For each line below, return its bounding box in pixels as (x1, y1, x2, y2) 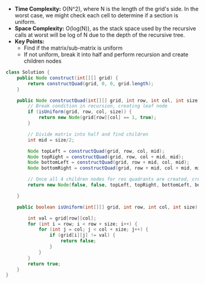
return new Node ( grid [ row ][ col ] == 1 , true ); (38, 115, 157, 121)
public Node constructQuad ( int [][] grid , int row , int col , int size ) (17, 98, 201, 104)
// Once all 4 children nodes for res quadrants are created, (28, 176, 190, 183)
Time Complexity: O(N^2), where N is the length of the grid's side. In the (14, 6, 199, 12)
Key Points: (14, 38, 45, 45)
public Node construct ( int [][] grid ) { (17, 75, 119, 81)
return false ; (60, 238, 97, 244)
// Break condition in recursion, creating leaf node (28, 103, 168, 109)
